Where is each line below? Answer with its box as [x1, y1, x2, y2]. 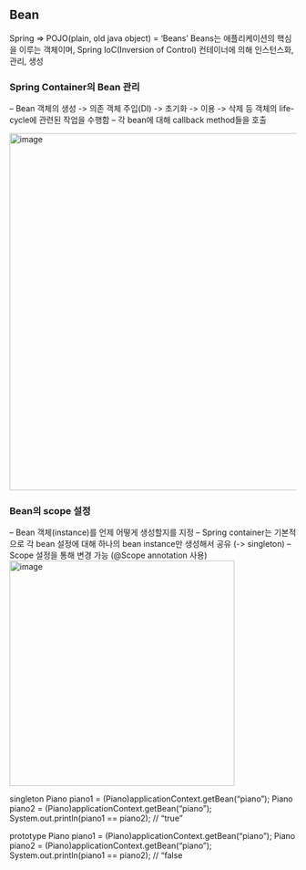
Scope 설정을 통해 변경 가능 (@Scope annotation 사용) [9, 550, 208, 561]
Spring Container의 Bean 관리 [9, 80, 140, 93]
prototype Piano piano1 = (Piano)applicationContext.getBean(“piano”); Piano [9, 831, 296, 842]
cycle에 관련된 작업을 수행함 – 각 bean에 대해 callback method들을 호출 [9, 114, 267, 126]
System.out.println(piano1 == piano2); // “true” [9, 812, 184, 824]
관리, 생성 [9, 55, 44, 67]
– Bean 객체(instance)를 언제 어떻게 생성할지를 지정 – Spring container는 [9, 527, 272, 538]
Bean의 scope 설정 [9, 505, 91, 518]
